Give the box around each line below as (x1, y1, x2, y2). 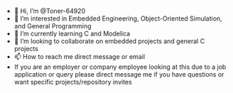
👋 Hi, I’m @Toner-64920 (13, 7, 86, 15)
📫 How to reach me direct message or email (13, 53, 146, 60)
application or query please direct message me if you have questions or (13, 70, 224, 78)
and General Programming (13, 22, 92, 30)
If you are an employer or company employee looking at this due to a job (13, 62, 227, 71)
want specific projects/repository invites (13, 78, 133, 86)
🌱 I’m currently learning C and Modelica (13, 29, 131, 38)
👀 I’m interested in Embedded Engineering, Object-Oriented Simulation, (13, 14, 222, 23)
